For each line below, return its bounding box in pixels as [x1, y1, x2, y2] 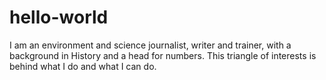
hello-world [9, 6, 109, 29]
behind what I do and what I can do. [9, 60, 157, 72]
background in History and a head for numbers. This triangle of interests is [9, 49, 317, 61]
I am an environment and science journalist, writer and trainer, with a [9, 39, 292, 51]
